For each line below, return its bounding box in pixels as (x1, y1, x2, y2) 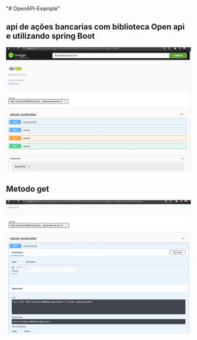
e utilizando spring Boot (6, 31, 95, 41)
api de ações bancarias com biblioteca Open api (6, 22, 185, 32)
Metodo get (6, 184, 49, 194)
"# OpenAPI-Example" (6, 5, 60, 12)
